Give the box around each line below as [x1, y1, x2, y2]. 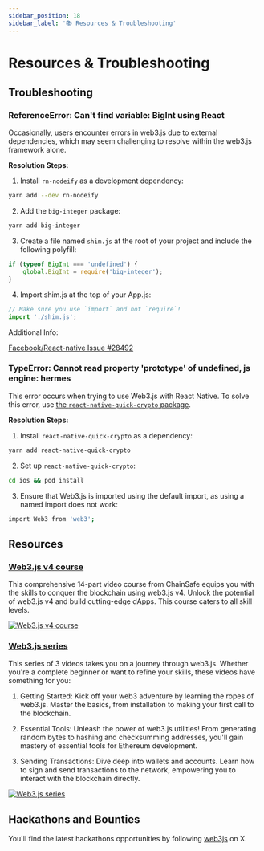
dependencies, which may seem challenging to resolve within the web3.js [8, 136, 253, 146]
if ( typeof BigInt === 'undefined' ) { [8, 260, 138, 269]
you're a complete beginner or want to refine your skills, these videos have [8, 667, 255, 677]
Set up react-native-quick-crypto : [19, 461, 136, 470]
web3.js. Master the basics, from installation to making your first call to [19, 700, 254, 710]
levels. [8, 605, 30, 615]
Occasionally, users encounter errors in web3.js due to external [8, 128, 218, 137]
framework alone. [8, 145, 67, 155]
